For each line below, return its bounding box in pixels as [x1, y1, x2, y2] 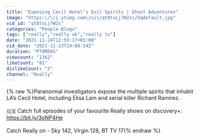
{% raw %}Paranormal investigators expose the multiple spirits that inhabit [6, 88, 194, 95]
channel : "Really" [6, 71, 53, 77]
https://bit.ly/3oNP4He [6, 114, 63, 122]
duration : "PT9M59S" [6, 49, 59, 55]
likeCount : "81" [6, 60, 48, 66]
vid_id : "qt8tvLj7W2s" [6, 20, 64, 26]
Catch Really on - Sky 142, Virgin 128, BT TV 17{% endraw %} [6, 127, 161, 135]
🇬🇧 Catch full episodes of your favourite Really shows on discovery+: [6, 107, 182, 114]
